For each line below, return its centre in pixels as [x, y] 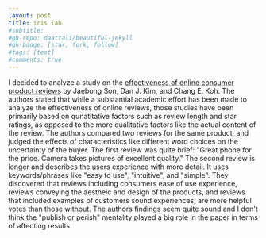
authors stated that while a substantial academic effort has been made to [128, 99]
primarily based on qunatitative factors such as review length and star [122, 116]
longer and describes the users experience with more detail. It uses [118, 167]
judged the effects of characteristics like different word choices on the [123, 141]
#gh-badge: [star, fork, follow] [64, 45]
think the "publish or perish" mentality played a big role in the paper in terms [133, 217]
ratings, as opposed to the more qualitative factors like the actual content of [132, 125]
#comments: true [35, 60]
